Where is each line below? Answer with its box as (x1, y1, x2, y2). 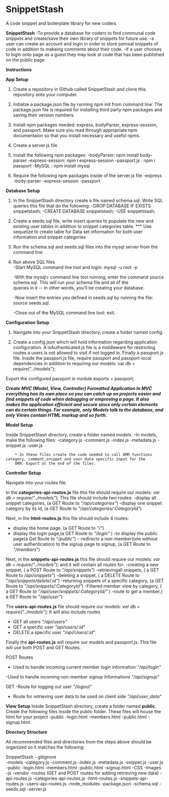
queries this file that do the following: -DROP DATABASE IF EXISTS (13, 203, 151, 209)
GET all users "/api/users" (13, 618, 67, 624)
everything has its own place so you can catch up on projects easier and (6, 390, 161, 396)
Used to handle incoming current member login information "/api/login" (13, 664, 161, 670)
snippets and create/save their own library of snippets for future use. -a (6, 35, 154, 41)
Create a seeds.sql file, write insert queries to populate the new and (13, 218, 154, 224)
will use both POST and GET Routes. (6, 644, 81, 650)
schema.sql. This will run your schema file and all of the (13, 279, 129, 286)
